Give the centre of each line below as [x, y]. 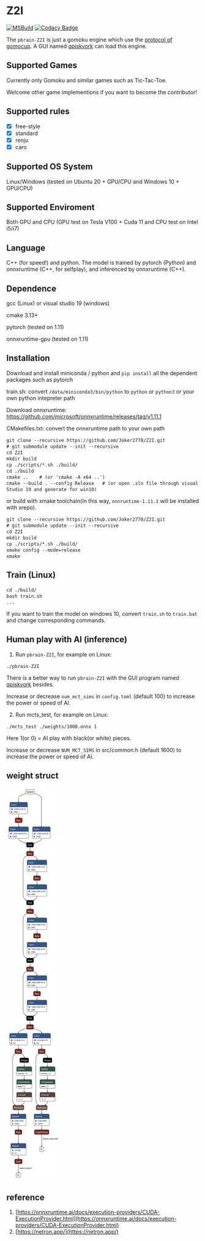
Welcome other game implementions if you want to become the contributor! [102, 92]
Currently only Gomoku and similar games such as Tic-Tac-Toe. [87, 80]
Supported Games [42, 65]
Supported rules [38, 111]
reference [25, 1197]
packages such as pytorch [40, 379]
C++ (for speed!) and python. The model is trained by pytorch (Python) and [101, 263]
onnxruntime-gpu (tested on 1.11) [47, 339]
